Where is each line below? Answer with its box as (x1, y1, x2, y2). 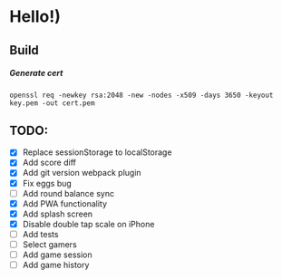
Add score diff (22, 157, 77, 168)
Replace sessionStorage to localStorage (22, 147, 172, 158)
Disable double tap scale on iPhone (22, 218, 155, 229)
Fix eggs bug (22, 178, 73, 188)
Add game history (22, 260, 90, 271)
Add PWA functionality (22, 197, 107, 209)
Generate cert (9, 68, 63, 79)
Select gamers (22, 238, 77, 250)
